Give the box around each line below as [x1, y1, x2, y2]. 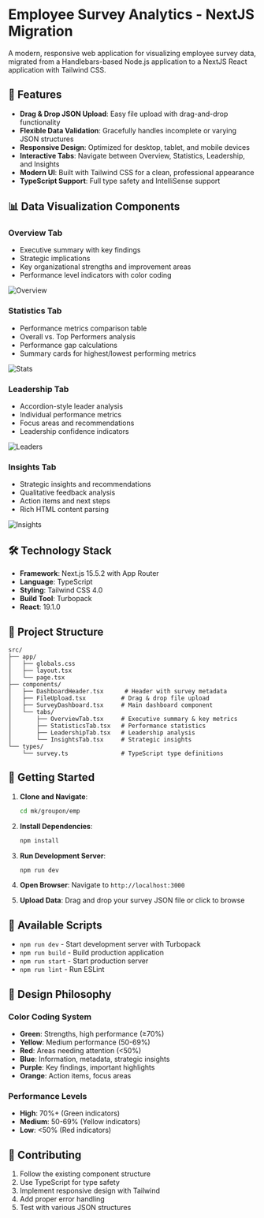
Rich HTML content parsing [19, 505, 109, 514]
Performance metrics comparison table [19, 323, 147, 333]
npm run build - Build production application [19, 948, 164, 958]
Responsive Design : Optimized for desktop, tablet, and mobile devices [19, 142, 251, 151]
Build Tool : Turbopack [19, 594, 92, 603]
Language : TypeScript [19, 577, 93, 587]
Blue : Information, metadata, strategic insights [19, 1054, 170, 1063]
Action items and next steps [19, 496, 110, 506]
